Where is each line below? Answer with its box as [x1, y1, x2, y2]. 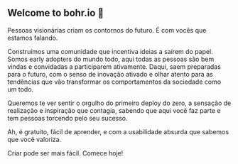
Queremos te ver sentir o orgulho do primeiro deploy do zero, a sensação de [7, 99, 232, 107]
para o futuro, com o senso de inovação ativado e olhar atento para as [7, 70, 213, 78]
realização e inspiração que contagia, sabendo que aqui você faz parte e [7, 106, 221, 114]
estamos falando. [7, 33, 58, 42]
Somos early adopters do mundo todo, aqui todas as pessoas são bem [7, 55, 215, 63]
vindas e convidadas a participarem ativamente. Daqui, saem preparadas [7, 62, 222, 71]
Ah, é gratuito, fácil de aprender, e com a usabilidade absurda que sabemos [7, 127, 229, 136]
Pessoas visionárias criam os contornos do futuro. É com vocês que [7, 26, 207, 34]
